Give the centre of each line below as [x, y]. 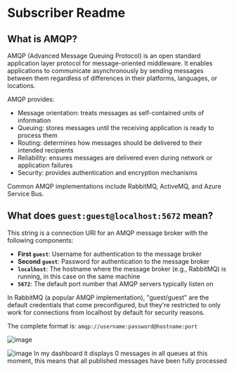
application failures [45, 165]
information [34, 120]
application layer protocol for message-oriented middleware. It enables [110, 63]
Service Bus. [26, 194]
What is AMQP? [43, 39]
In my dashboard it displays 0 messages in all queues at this [121, 353]
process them [37, 135]
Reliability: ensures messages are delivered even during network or [115, 158]
